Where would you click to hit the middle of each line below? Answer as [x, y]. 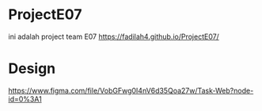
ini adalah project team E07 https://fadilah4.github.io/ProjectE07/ [114, 36]
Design [32, 69]
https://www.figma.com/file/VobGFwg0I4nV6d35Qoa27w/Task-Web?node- [131, 90]
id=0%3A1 [25, 99]
